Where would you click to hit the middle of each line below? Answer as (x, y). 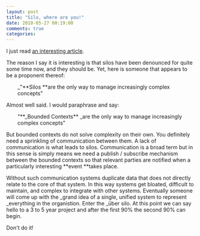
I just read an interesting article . (45, 51)
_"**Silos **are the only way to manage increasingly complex (94, 87)
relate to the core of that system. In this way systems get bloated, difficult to (100, 184)
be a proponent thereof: (36, 75)
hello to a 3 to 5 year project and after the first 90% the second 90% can (96, 210)
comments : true (25, 28)
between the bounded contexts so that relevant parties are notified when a (98, 160)
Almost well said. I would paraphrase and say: (63, 105)
